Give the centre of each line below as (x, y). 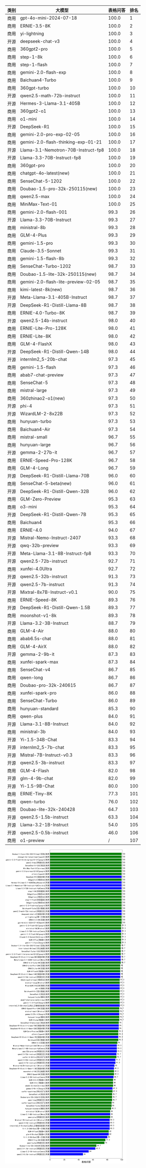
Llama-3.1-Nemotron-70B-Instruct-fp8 (62, 150)
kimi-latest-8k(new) (41, 290)
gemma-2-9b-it (38, 654)
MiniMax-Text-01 (39, 204)
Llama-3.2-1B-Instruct (44, 825)
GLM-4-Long (34, 468)
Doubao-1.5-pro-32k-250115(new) (59, 189)
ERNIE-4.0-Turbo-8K (43, 313)
